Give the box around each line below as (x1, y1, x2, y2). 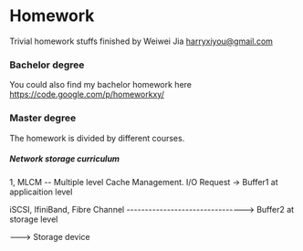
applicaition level (9, 186, 73, 197)
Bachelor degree (9, 58, 85, 71)
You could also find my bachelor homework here (9, 79, 192, 90)
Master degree (9, 111, 77, 124)
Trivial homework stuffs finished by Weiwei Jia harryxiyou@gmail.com (9, 36, 274, 47)
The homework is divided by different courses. (9, 132, 185, 143)
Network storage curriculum (9, 153, 120, 164)
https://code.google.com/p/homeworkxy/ (9, 89, 164, 100)
